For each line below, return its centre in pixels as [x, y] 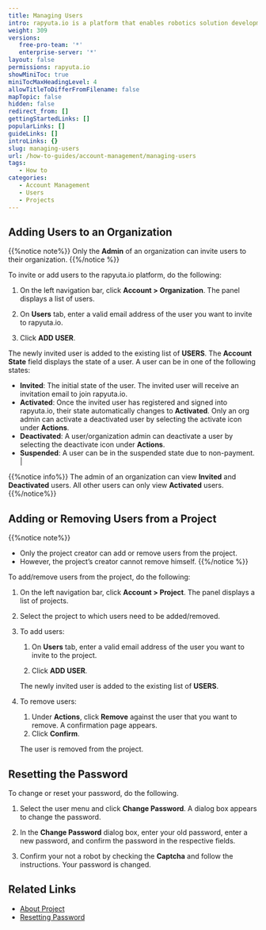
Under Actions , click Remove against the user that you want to [134, 717]
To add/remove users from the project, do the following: [99, 577]
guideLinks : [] [33, 133]
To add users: [42, 632]
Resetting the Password [68, 774]
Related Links [42, 890]
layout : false [32, 60]
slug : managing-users [44, 148]
